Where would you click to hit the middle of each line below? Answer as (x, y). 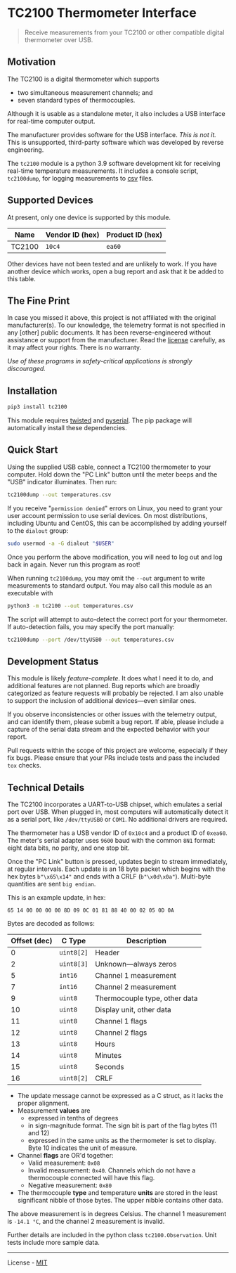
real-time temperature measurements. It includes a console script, (103, 171)
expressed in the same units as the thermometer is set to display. (122, 1140)
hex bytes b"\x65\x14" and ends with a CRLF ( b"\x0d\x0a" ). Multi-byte (109, 876)
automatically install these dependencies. (67, 428)
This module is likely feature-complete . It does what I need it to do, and (110, 678)
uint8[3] (74, 964)
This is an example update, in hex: (57, 897)
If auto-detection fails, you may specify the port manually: (91, 626)
